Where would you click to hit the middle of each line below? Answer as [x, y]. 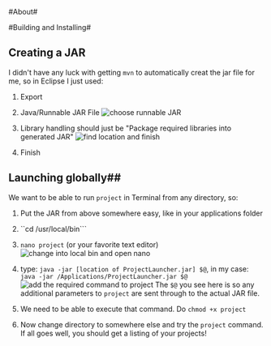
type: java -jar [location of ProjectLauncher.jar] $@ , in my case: [134, 269]
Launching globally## [65, 178]
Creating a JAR [47, 53]
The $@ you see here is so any [205, 284]
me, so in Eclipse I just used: [56, 81]
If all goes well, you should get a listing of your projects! [113, 333]
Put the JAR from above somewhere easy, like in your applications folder [142, 213]
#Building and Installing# [50, 27]
